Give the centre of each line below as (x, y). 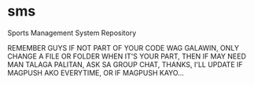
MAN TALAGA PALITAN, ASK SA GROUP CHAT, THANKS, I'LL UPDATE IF (125, 64)
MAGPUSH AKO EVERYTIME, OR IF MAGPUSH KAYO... (96, 73)
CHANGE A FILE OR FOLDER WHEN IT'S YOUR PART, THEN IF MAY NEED (127, 56)
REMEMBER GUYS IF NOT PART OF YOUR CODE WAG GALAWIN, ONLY (123, 48)
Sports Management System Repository (72, 33)
